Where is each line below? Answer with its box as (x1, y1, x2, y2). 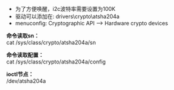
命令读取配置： (6, 51, 44, 59)
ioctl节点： (6, 71, 34, 77)
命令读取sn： (6, 32, 40, 39)
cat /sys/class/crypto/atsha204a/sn (6, 39, 96, 46)
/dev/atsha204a (6, 77, 46, 85)
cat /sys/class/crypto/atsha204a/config (6, 58, 106, 65)
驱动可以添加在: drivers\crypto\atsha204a (15, 13, 120, 20)
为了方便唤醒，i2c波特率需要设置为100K (15, 5, 116, 12)
